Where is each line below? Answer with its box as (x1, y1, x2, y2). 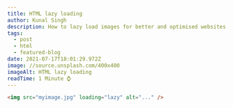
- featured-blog (13, 49, 61, 56)
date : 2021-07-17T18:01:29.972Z (7, 56, 101, 63)
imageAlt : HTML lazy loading (7, 68, 92, 75)
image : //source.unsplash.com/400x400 (7, 62, 120, 69)
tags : (7, 29, 23, 37)
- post (13, 36, 33, 43)
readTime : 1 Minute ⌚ (7, 75, 71, 82)
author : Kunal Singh (7, 17, 68, 24)
